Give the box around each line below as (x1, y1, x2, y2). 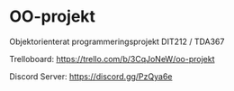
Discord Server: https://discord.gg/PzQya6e (9, 70, 173, 82)
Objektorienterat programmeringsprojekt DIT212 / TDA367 (9, 36, 225, 47)
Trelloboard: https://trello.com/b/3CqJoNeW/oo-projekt (9, 53, 215, 64)
